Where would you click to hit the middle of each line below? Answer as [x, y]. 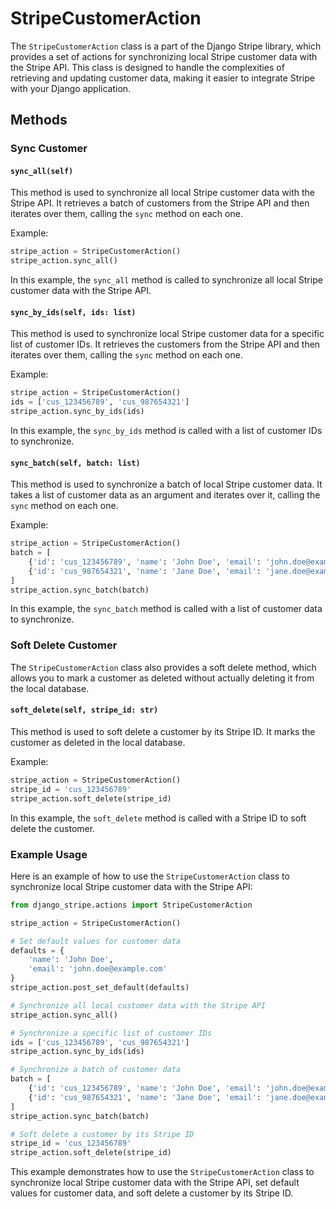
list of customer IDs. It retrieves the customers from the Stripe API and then [165, 344]
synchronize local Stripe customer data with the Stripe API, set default [155, 1183]
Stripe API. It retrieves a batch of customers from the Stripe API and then [160, 203]
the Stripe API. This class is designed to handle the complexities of [147, 67]
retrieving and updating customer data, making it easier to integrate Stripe [162, 78]
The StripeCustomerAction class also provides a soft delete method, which [163, 667]
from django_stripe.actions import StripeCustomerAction [131, 905]
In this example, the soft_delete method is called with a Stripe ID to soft [158, 818]
